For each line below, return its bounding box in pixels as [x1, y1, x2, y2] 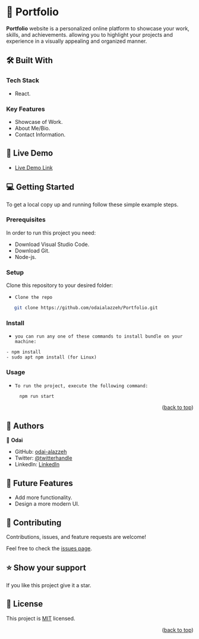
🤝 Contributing [6, 518, 62, 528]
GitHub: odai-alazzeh [14, 448, 67, 456]
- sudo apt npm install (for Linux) [6, 354, 97, 360]
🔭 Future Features [6, 478, 73, 488]
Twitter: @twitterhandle [14, 454, 72, 462]
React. [14, 90, 31, 97]
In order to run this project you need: [6, 229, 96, 236]
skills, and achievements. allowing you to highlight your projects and [6, 31, 173, 38]
